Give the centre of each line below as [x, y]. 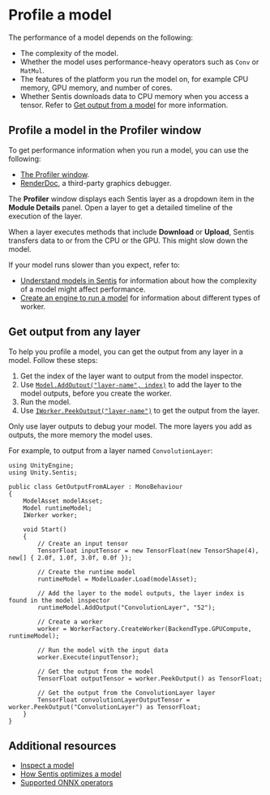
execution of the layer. [45, 216]
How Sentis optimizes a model [71, 774]
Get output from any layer [75, 332]
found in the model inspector [60, 600]
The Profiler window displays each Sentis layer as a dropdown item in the [131, 199]
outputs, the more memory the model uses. [80, 434]
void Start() [45, 529]
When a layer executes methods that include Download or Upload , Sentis [131, 231]
